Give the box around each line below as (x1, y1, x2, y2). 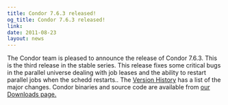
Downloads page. (7, 90, 57, 99)
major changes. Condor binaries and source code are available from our (7, 83, 210, 91)
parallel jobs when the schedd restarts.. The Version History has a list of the (7, 76, 221, 84)
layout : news (7, 35, 45, 42)
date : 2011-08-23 (7, 29, 57, 36)
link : (7, 22, 23, 29)
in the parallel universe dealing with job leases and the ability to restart (7, 69, 207, 77)
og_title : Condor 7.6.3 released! (7, 16, 106, 23)
